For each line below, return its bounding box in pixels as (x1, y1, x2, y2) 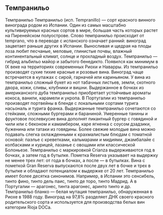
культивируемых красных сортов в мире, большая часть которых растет (5, 27, 158, 33)
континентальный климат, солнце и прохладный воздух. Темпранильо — (5, 53, 158, 59)
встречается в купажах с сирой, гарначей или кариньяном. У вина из (5, 74, 151, 80)
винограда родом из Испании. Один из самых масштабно (5, 22, 126, 28)
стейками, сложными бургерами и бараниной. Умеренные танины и (5, 110, 148, 117)
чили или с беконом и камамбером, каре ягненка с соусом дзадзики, (5, 121, 151, 127)
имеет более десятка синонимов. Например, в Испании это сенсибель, (5, 173, 155, 179)
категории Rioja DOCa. (5, 204, 52, 210)
